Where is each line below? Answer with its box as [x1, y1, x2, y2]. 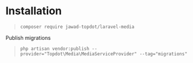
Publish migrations [5, 34, 51, 41]
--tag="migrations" [139, 51, 188, 57]
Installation [5, 4, 62, 18]
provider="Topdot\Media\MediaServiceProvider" [20, 51, 137, 57]
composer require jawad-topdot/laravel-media [20, 24, 134, 30]
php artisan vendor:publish [20, 46, 89, 52]
